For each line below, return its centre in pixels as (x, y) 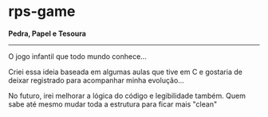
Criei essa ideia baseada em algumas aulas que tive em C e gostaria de (126, 72)
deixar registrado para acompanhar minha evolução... (97, 80)
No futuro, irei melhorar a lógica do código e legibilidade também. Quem (127, 96)
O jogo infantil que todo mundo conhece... (78, 56)
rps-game (42, 12)
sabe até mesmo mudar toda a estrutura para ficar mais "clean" (113, 104)
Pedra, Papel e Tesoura (47, 33)
